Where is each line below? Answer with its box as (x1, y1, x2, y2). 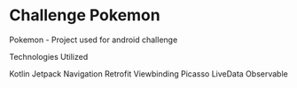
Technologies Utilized (9, 51, 89, 62)
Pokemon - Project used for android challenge (9, 34, 178, 45)
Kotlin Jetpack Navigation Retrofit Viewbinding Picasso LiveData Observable (9, 68, 288, 79)
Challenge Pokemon (9, 5, 161, 26)
